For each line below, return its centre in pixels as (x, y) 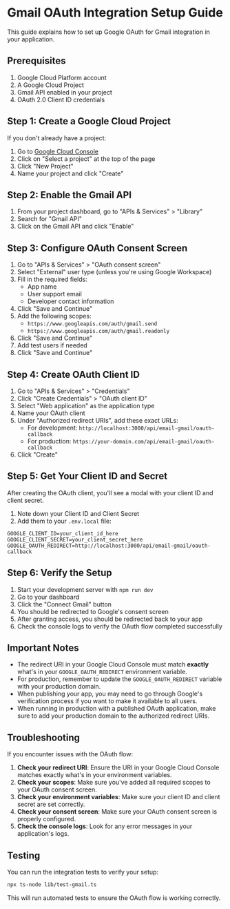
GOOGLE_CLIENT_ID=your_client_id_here (63, 533)
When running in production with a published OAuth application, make (116, 709)
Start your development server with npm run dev (85, 589)
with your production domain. (59, 687)
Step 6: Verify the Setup (60, 573)
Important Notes (43, 648)
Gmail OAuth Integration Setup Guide (115, 13)
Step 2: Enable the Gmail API (70, 195)
